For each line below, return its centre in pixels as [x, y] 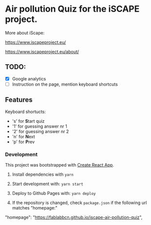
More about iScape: [25, 33]
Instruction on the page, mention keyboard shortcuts [65, 84]
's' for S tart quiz [28, 121]
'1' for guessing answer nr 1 [39, 126]
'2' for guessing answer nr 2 [40, 131]
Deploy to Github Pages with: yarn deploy [54, 193]
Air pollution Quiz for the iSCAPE [72, 9]
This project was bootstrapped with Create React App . [60, 165]
